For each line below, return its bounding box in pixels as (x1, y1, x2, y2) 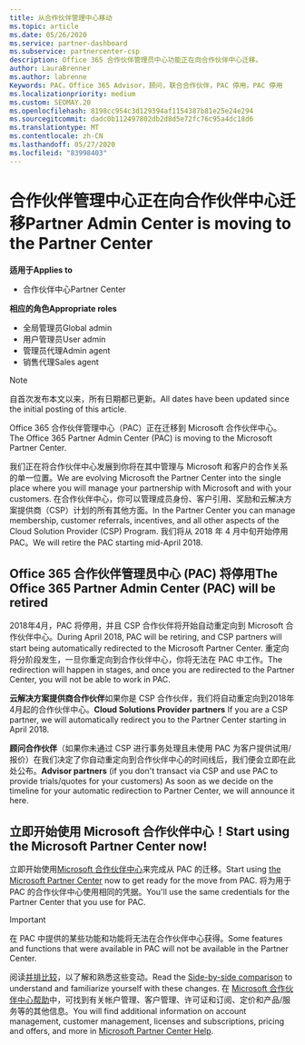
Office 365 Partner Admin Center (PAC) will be (9, 581, 276, 596)
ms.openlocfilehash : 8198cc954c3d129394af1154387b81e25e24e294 (9, 106, 254, 115)
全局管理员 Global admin (22, 322, 113, 333)
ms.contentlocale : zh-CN (9, 132, 103, 141)
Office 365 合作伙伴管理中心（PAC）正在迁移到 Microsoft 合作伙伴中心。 (9, 422, 282, 433)
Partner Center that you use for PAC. (9, 897, 146, 908)
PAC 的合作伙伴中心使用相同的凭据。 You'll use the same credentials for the (9, 887, 290, 898)
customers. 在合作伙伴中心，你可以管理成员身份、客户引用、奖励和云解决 (9, 493, 284, 504)
